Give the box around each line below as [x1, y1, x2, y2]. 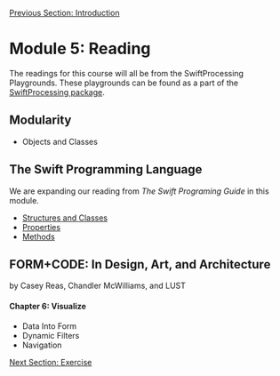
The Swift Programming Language [9, 162, 203, 177]
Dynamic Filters [21, 330, 80, 340]
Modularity [9, 113, 72, 128]
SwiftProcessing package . [9, 86, 105, 97]
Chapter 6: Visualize [9, 300, 87, 311]
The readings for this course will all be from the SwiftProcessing [9, 68, 244, 78]
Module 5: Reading [9, 39, 151, 59]
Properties [21, 221, 60, 232]
